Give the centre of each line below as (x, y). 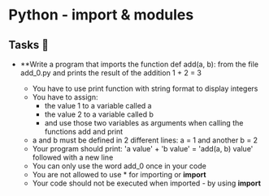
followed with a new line (73, 157)
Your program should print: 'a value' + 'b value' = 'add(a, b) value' (143, 149)
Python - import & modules (101, 15)
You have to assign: (65, 97)
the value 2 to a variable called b (99, 114)
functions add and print (84, 132)
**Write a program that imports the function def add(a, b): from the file (139, 64)
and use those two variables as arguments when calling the (144, 123)
